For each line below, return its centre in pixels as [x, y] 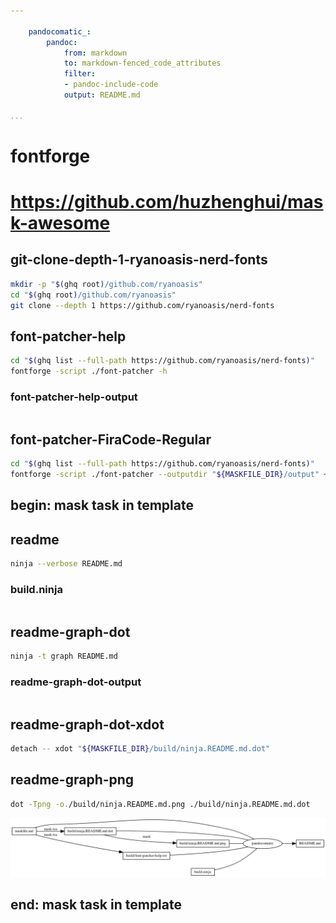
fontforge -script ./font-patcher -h [89, 371]
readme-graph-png [72, 780]
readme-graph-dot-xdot [87, 724]
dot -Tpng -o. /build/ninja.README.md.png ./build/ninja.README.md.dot [160, 804]
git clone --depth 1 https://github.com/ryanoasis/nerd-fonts [142, 305]
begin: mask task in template [102, 505]
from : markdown [95, 53]
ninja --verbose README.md [66, 564]
